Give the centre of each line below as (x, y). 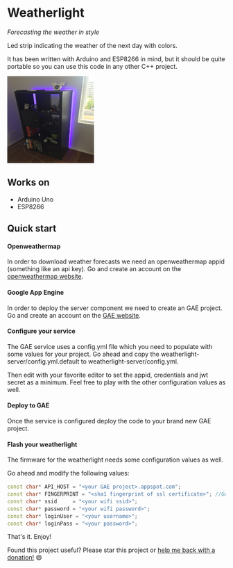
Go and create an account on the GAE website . (74, 315)
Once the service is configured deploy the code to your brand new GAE (109, 421)
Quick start (32, 228)
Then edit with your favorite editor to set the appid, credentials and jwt (108, 375)
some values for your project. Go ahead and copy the (83, 354)
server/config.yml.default (43, 361)
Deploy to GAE (28, 405)
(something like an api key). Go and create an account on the (94, 269)
